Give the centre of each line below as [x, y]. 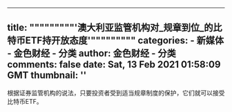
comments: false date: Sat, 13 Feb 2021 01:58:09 [114, 65]
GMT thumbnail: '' [47, 75]
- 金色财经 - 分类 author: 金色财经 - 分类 [91, 53]
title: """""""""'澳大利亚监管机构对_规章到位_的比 [115, 28]
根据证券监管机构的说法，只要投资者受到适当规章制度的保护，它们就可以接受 [116, 93]
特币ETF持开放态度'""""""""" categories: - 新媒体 [116, 41]
